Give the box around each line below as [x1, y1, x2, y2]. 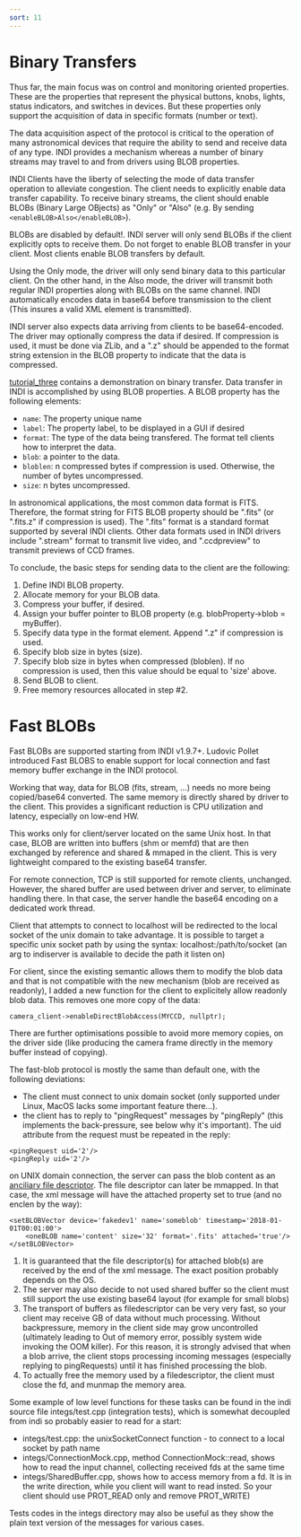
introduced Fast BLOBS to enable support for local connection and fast [9, 755, 271, 765]
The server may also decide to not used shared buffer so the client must [21, 1284, 289, 1295]
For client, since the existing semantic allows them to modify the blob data [9, 965, 284, 976]
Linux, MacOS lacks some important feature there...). [21, 1100, 218, 1111]
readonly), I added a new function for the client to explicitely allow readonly [9, 984, 288, 996]
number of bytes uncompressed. [21, 470, 143, 481]
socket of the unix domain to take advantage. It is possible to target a [9, 930, 264, 940]
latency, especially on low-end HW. [9, 810, 140, 821]
